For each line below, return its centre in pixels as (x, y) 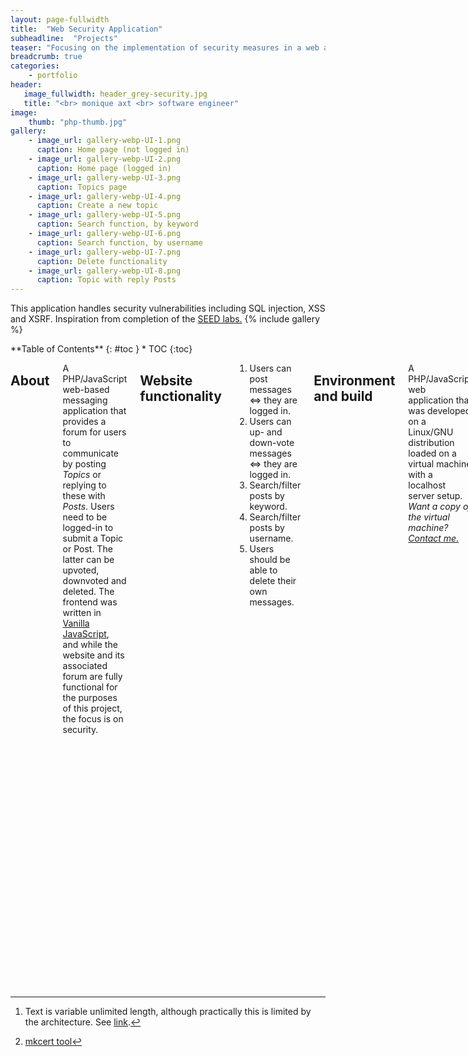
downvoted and (94, 581)
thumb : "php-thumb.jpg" (78, 122)
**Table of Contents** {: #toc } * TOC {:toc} (101, 349)
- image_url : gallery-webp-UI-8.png (105, 271)
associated (85, 666)
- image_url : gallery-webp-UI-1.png (105, 141)
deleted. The (88, 592)
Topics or (82, 475)
